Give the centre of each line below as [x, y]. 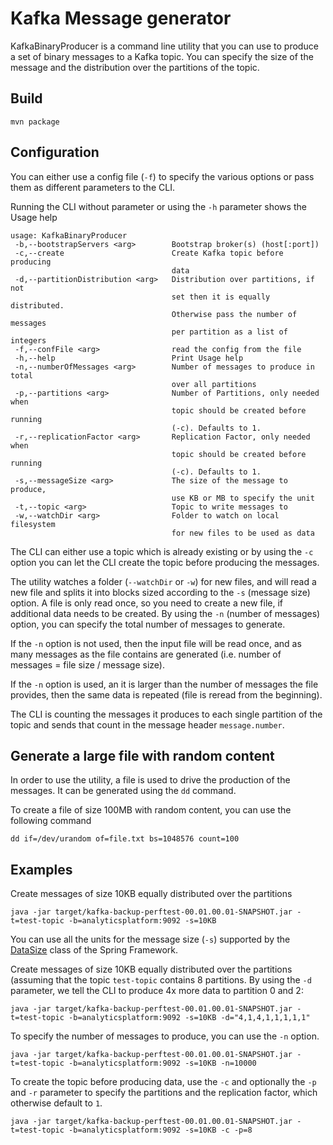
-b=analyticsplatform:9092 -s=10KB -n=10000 [162, 1063]
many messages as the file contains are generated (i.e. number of [146, 654]
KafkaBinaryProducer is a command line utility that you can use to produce [164, 46]
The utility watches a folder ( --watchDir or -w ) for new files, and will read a [163, 581]
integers [28, 340]
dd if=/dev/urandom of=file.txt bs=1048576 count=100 [125, 839]
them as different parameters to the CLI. [92, 187]
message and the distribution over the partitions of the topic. [135, 67]
